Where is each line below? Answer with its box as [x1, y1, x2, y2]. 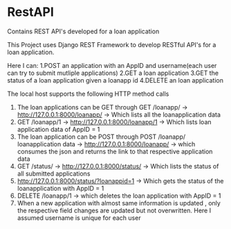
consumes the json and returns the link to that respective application [17, 147, 213, 155]
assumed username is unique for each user [17, 213, 141, 222]
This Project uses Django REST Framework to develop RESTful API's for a [7, 40, 216, 49]
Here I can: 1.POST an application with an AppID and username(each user [7, 61, 217, 69]
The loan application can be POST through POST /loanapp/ [17, 133, 186, 141]
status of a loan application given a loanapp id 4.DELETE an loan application [7, 76, 223, 84]
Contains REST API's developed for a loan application [7, 27, 160, 35]
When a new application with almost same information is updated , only [17, 198, 221, 207]
